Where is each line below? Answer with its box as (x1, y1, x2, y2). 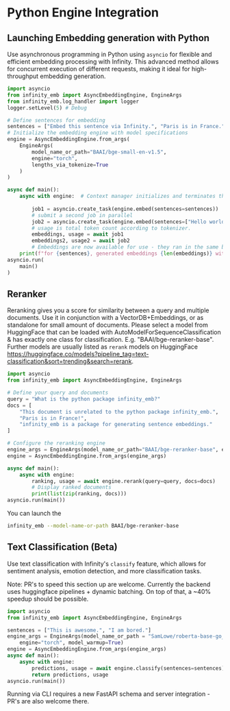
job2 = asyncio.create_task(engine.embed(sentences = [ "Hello (31, 218, 207, 225)
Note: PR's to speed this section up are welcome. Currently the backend (7, 580, 211, 588)
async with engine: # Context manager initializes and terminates (19, 193, 216, 200)
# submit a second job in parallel (31, 212, 133, 219)
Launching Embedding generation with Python (7, 32, 210, 44)
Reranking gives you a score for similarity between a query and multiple (7, 306, 209, 314)
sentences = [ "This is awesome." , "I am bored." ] (7, 627, 152, 634)
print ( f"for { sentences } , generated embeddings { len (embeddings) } (19, 250, 213, 257)
